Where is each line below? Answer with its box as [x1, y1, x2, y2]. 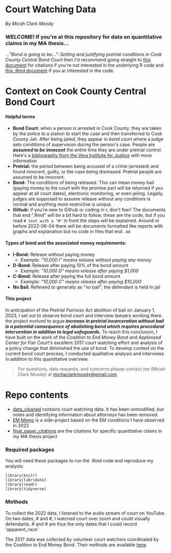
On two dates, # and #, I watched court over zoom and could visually [5, 515, 151, 521]
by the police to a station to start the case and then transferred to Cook [12, 130, 162, 137]
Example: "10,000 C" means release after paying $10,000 [20, 278, 142, 284]
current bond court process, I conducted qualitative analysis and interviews [5, 350, 164, 357]
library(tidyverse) [5, 486, 47, 492]
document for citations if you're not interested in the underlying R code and [5, 62, 164, 69]
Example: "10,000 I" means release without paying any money [20, 257, 152, 263]
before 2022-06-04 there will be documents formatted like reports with [12, 223, 163, 229]
